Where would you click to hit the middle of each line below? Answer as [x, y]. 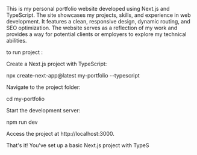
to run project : [25, 52]
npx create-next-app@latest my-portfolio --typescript [73, 75]
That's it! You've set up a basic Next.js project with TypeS [78, 145]
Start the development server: [43, 110]
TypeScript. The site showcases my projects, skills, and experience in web [98, 15]
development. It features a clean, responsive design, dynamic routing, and [98, 21]
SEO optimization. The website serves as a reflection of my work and [92, 28]
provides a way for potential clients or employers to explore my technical [96, 34]
